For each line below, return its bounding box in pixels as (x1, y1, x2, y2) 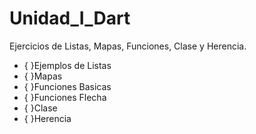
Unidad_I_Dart (9, 7, 131, 30)
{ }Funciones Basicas (23, 80, 112, 92)
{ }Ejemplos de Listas (23, 59, 112, 71)
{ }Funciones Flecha (23, 91, 107, 103)
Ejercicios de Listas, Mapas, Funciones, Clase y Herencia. (9, 40, 247, 52)
